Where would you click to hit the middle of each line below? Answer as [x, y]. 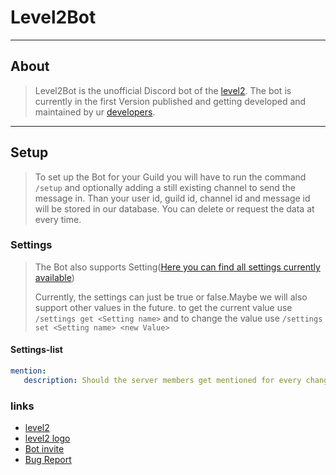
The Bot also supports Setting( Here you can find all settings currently [177, 267]
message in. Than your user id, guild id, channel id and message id [172, 198]
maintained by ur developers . [95, 112]
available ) [54, 277]
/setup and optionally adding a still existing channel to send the [165, 187]
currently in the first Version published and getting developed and [170, 101]
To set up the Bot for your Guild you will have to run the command [170, 177]
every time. [58, 219]
